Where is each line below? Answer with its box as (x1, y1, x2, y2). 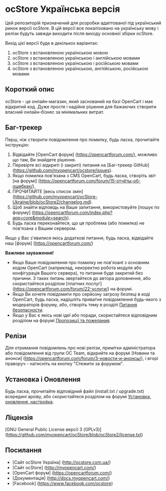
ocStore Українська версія (5, 3, 120, 15)
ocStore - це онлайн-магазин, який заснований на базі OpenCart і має (5, 98, 154, 104)
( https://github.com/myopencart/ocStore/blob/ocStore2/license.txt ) (5, 432, 143, 437)
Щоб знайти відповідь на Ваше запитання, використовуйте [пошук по (12, 204, 160, 210)
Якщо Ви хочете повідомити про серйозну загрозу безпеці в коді (12, 291, 150, 297)
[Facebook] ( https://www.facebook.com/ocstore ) (12, 480, 113, 486)
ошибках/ (12, 183, 33, 189)
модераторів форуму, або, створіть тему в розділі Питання (12, 301, 137, 307)
